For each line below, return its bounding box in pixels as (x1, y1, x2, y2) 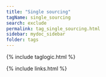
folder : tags (6, 37, 39, 43)
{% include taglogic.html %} (6, 54, 76, 60)
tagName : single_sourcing (6, 14, 71, 20)
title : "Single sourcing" (6, 8, 71, 15)
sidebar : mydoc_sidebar (6, 31, 66, 37)
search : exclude (6, 20, 47, 26)
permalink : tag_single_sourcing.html (6, 25, 101, 32)
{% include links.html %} (6, 65, 67, 72)
